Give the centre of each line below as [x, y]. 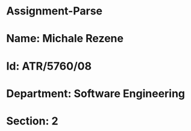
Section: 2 [32, 121]
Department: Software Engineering [96, 93]
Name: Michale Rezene [65, 39]
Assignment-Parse [55, 11]
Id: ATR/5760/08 [49, 66]
